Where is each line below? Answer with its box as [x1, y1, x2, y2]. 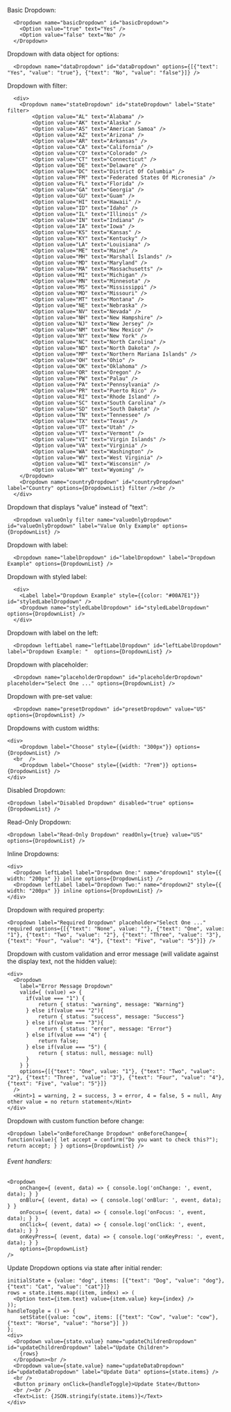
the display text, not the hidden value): [7, 957, 117, 965]
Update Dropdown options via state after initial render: [7, 1264, 162, 1272]
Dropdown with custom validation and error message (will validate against [7, 950, 219, 958]
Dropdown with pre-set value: [7, 692, 92, 700]
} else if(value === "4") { [25, 1031, 108, 1038]
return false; [37, 1038, 79, 1045]
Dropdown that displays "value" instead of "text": [7, 503, 148, 511]
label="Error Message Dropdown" [19, 983, 113, 990]
